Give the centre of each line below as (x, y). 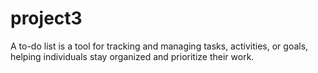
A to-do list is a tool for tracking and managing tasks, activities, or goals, (159, 46)
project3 (46, 18)
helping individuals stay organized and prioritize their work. (132, 56)
